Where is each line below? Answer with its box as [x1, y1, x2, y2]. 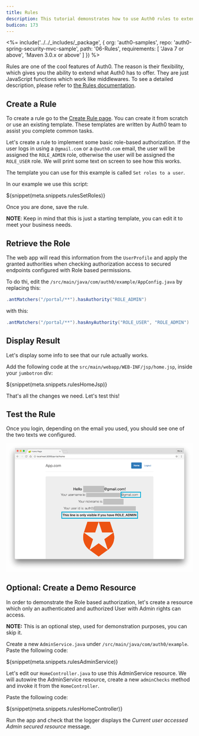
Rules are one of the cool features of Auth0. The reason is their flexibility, [6, 63, 185, 70]
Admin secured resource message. [6, 722, 92, 730]
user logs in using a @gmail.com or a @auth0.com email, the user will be [6, 145, 175, 152]
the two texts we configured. [6, 431, 76, 438]
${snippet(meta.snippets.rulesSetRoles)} [6, 192, 105, 199]
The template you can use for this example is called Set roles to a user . [6, 169, 185, 176]
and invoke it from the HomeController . [6, 682, 99, 689]
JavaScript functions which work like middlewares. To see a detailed [6, 76, 174, 83]
